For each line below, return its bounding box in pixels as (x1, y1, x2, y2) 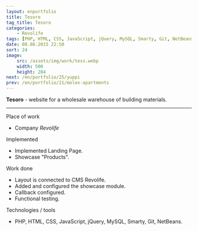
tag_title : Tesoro (6, 19, 51, 25)
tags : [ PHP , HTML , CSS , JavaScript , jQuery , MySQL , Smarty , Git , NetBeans (6, 36, 194, 42)
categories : (6, 25, 35, 31)
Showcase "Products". (14, 154, 70, 160)
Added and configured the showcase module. (14, 183, 126, 189)
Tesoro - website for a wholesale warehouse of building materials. (6, 96, 167, 103)
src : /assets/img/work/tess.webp (16, 58, 99, 64)
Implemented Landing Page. (14, 147, 84, 154)
